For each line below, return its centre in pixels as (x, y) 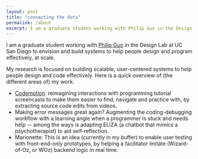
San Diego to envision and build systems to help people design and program (99, 52)
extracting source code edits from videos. (66, 106)
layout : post (22, 12)
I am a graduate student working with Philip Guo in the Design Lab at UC (94, 45)
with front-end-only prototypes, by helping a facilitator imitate (90, 144)
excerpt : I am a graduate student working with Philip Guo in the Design (99, 28)
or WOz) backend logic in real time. (75, 150)
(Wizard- (178, 144)
